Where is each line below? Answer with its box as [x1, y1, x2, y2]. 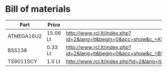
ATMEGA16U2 [7, 33, 42, 39]
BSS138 [7, 47, 27, 54]
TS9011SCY [7, 58, 37, 65]
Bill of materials [5, 3, 71, 15]
